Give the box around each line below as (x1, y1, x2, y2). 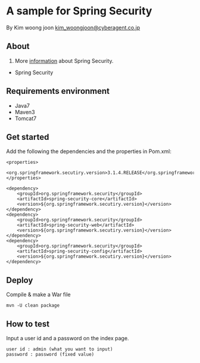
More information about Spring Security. (14, 57, 114, 64)
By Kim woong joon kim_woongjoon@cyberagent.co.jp (6, 24, 140, 31)
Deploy (6, 275, 33, 285)
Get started (6, 132, 49, 142)
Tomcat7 (14, 115, 37, 122)
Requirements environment (6, 86, 110, 96)
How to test (6, 319, 49, 329)
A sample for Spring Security (6, 4, 152, 18)
